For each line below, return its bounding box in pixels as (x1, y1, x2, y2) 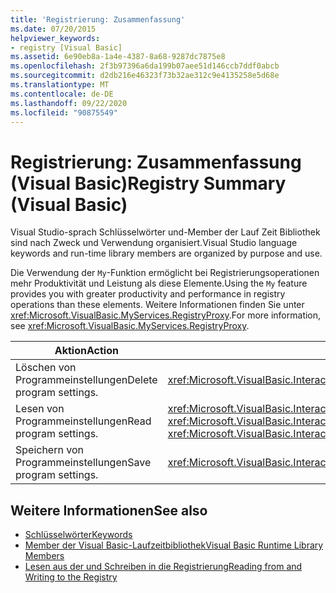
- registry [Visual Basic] (10, 42, 123, 53)
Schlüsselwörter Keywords (24, 529, 133, 541)
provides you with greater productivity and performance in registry (10, 288, 286, 300)
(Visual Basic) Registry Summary (10, 172, 287, 195)
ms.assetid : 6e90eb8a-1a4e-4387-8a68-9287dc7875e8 (10, 52, 226, 62)
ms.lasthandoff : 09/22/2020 (10, 98, 128, 108)
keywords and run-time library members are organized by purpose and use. (10, 247, 323, 260)
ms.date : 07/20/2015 (10, 24, 97, 34)
